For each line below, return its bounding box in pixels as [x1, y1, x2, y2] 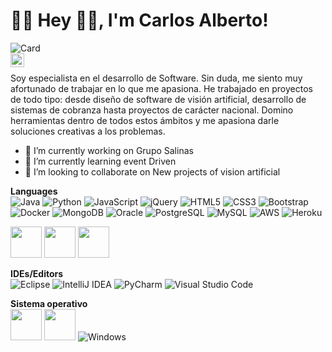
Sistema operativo [10, 297, 88, 309]
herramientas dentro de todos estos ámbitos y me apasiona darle [10, 114, 280, 126]
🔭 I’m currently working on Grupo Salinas [24, 144, 194, 156]
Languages [10, 185, 58, 197]
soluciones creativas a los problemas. [10, 125, 166, 137]
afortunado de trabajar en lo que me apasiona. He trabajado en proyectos [10, 82, 313, 94]
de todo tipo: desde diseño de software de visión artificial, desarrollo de [10, 93, 307, 105]
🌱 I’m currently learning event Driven [24, 155, 177, 167]
